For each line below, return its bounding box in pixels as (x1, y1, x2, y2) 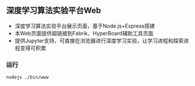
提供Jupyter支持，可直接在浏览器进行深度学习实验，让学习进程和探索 (14, 37, 184, 44)
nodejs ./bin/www (6, 74, 49, 81)
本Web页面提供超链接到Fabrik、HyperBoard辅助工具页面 (14, 29, 154, 37)
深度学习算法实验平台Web (6, 5, 102, 16)
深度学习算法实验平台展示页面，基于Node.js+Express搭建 (14, 22, 155, 29)
